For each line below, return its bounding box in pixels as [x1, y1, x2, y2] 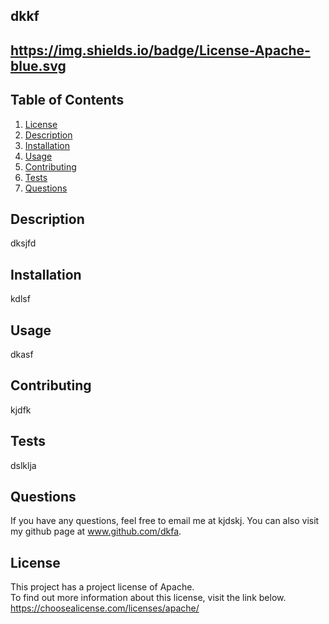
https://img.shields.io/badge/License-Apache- [10, 42, 311, 59]
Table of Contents [10, 92, 125, 109]
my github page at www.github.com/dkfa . [10, 525, 182, 538]
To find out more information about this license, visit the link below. [10, 592, 287, 604]
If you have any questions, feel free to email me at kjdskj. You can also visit [10, 515, 320, 527]
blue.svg [10, 57, 67, 74]
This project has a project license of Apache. [10, 581, 195, 593]
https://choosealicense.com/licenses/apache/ [10, 602, 200, 614]
